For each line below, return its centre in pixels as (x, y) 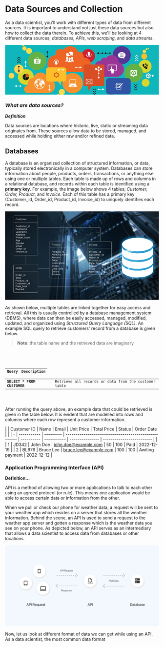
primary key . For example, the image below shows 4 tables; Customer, (76, 189)
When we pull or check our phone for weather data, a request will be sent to (82, 507)
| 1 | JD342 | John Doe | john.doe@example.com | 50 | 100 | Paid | (72, 445)
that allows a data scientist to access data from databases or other (72, 533)
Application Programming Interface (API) (54, 468)
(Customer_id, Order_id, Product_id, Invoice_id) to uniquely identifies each (80, 199)
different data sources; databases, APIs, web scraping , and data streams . (79, 38)
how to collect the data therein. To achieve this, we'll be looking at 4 (73, 33)
